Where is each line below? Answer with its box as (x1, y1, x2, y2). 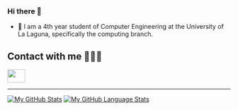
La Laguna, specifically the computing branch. (17, 30, 154, 38)
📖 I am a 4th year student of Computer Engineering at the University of (17, 23, 225, 31)
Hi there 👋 (7, 6, 42, 16)
